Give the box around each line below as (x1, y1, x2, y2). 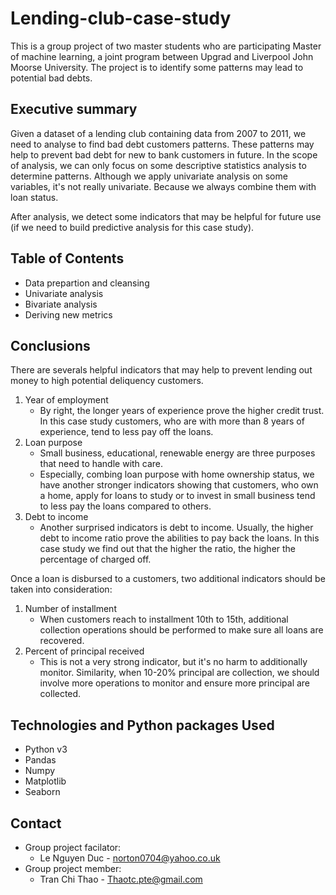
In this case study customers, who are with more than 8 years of (39, 415, 305, 427)
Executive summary (10, 101, 138, 118)
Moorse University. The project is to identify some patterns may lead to (10, 61, 304, 73)
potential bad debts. (10, 72, 93, 84)
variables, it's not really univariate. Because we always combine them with (10, 180, 317, 192)
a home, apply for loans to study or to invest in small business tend (39, 490, 316, 502)
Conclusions (10, 337, 91, 354)
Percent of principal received (24, 645, 145, 657)
